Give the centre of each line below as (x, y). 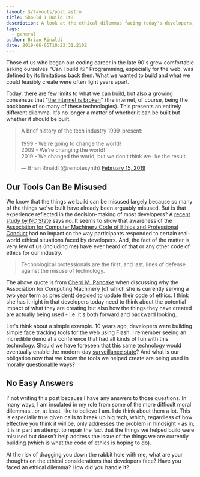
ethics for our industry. (35, 252)
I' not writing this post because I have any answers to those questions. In (96, 397)
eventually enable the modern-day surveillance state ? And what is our (93, 351)
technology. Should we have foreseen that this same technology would (94, 345)
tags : (13, 29)
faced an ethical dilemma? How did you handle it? (68, 467)
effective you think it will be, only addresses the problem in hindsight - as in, (101, 423)
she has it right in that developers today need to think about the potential (96, 301)
